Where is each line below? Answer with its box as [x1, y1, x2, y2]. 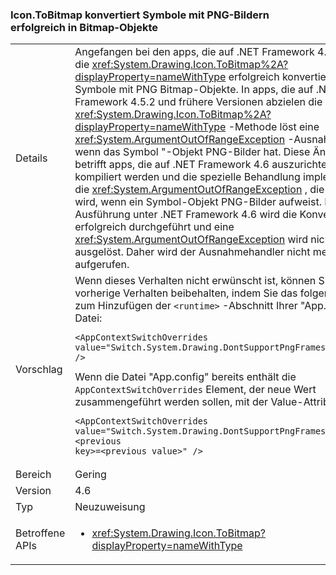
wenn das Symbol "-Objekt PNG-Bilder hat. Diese [74, 145, 311, 159]
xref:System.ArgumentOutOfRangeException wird [74, 233, 308, 247]
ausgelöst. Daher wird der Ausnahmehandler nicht [74, 245, 311, 259]
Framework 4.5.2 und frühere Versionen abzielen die [74, 95, 323, 109]
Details [15, 151, 48, 165]
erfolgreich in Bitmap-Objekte [10, 20, 159, 34]
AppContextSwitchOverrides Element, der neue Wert [74, 383, 317, 397]
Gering [74, 468, 107, 482]
